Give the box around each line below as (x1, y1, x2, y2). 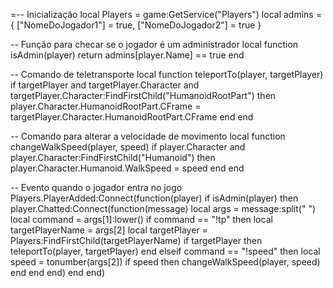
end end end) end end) (10, 267, 105, 278)
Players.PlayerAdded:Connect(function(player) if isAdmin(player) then (10, 192, 299, 204)
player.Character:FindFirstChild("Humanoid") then (10, 152, 216, 163)
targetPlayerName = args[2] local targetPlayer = (10, 224, 208, 236)
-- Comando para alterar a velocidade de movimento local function (10, 130, 286, 142)
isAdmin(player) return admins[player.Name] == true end (10, 49, 245, 61)
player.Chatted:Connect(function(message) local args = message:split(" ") (10, 203, 317, 214)
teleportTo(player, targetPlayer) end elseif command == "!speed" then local (10, 245, 321, 257)
